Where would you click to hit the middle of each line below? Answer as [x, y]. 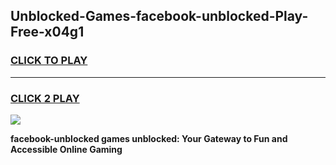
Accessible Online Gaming [66, 149]
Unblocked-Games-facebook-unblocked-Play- [159, 16]
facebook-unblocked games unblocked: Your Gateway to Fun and [149, 138]
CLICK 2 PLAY [45, 98]
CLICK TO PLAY [49, 61]
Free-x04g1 [47, 32]
